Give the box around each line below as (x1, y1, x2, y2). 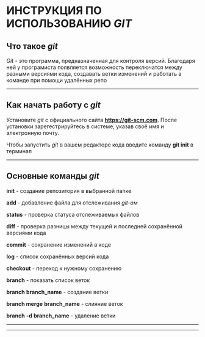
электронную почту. (6, 129, 59, 136)
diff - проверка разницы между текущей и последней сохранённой (6, 222, 183, 230)
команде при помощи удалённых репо (6, 77, 107, 84)
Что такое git (6, 41, 58, 51)
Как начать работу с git (6, 100, 101, 111)
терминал (6, 147, 32, 154)
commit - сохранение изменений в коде (6, 241, 112, 248)
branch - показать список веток (6, 276, 90, 284)
